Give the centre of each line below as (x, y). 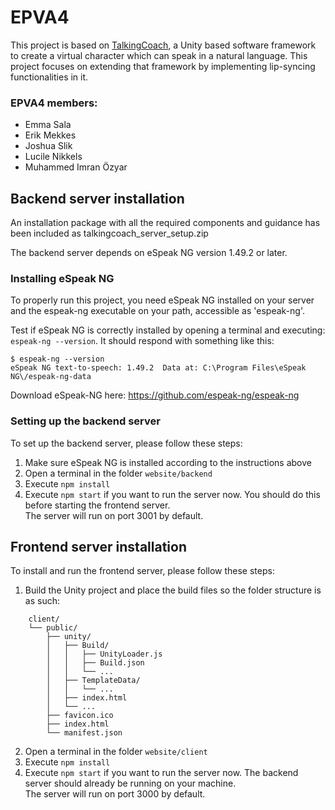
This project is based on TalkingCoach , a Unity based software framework (163, 45)
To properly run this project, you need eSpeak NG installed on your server (162, 300)
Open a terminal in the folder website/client (116, 752)
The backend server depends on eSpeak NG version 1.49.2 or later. (149, 253)
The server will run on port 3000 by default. (115, 794)
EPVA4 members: (54, 103)
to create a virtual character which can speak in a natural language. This (159, 55)
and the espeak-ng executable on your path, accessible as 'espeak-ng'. (157, 311)
